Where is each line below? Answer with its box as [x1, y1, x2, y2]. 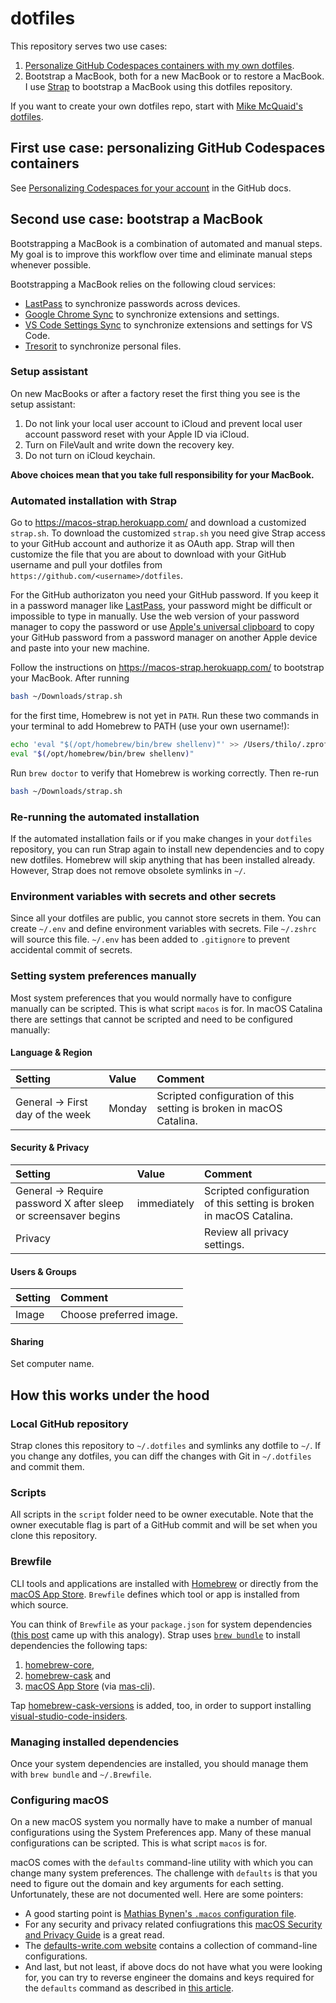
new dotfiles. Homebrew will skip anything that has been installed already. [10, 853, 316, 866]
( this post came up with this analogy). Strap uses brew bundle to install [10, 1628, 301, 1641]
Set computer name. [10, 1358, 95, 1370]
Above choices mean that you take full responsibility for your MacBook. [10, 468, 315, 481]
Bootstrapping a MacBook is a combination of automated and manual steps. [10, 237, 323, 249]
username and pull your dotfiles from [10, 559, 163, 571]
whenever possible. [10, 258, 92, 271]
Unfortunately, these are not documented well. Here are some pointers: [10, 1888, 304, 1901]
